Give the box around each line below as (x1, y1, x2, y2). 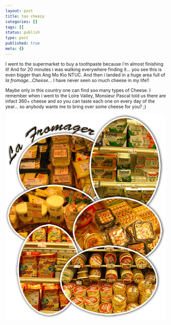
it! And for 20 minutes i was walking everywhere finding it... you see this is (5, 66, 162, 72)
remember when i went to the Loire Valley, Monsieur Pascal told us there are (5, 92, 166, 98)
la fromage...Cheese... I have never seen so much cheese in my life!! (5, 77, 149, 83)
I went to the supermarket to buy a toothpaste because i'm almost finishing (5, 60, 164, 67)
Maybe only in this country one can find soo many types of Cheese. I (5, 87, 151, 93)
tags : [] (5, 25, 24, 30)
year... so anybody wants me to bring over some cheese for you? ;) (5, 103, 147, 110)
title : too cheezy (5, 13, 45, 19)
